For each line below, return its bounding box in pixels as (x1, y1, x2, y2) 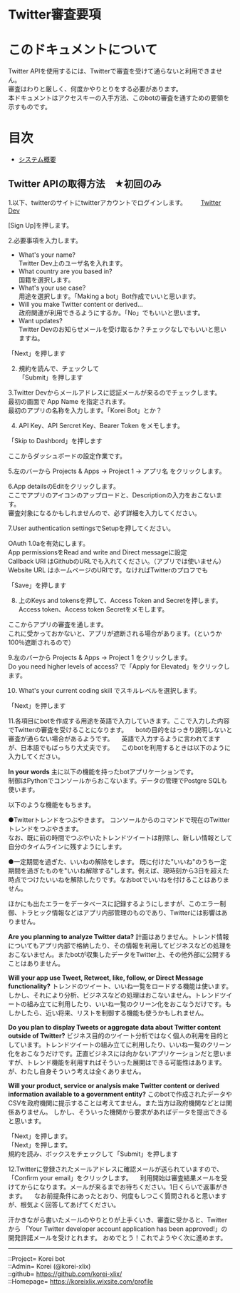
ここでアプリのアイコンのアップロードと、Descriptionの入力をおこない (8, 490, 216, 500)
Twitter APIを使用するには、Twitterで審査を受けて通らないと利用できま (8, 67, 216, 76)
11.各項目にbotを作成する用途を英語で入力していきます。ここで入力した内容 (8, 716, 230, 725)
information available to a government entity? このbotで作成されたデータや (8, 1090, 232, 1098)
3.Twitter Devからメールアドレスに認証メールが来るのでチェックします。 (8, 388, 221, 397)
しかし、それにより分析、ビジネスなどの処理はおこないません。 (8, 990, 195, 999)
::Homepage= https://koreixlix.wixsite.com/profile (8, 1277, 154, 1285)
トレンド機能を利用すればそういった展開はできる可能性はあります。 (26, 1058, 226, 1067)
